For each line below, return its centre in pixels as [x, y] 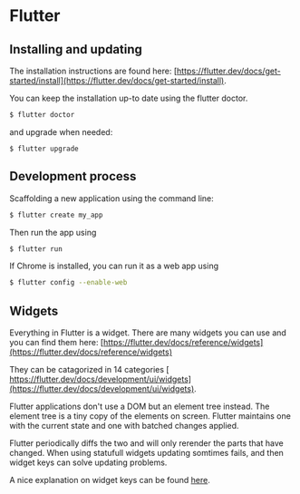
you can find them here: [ [57, 343]
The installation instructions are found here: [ [93, 71]
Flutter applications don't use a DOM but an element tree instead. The [140, 407]
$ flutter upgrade [44, 149]
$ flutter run [36, 249]
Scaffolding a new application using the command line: [112, 198]
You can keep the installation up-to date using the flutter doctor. [129, 98]
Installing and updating [76, 49]
